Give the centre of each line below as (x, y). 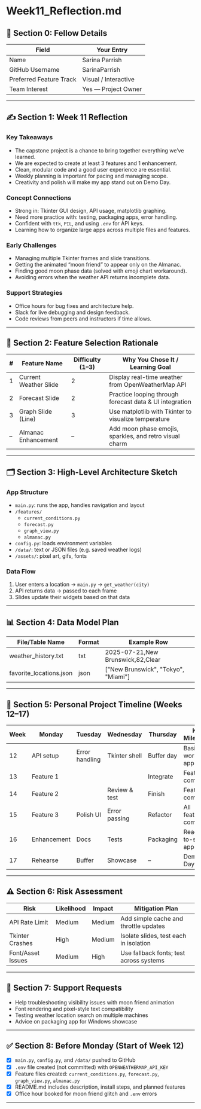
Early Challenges (31, 245)
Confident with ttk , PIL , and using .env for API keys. (79, 223)
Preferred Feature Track (43, 79)
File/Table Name (41, 642)
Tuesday (89, 734)
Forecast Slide (39, 398)
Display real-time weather (146, 377)
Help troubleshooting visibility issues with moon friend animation (95, 1002)
